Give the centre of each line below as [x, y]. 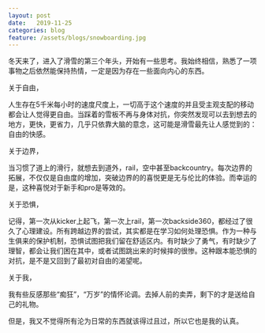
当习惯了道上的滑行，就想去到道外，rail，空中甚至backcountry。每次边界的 [130, 168]
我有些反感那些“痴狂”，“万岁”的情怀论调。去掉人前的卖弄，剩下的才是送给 [128, 294]
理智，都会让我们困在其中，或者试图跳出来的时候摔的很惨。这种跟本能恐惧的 [132, 251]
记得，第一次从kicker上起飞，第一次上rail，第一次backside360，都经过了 [127, 221]
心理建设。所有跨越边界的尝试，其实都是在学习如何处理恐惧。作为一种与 [139, 231]
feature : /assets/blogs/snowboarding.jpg [77, 38]
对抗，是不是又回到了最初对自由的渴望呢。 [77, 261]
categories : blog [37, 30]
